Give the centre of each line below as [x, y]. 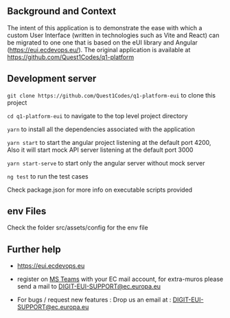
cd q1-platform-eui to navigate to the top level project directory [97, 115]
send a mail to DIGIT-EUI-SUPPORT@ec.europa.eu [89, 286]
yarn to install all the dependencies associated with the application [101, 129]
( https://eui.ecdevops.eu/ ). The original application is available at [99, 49]
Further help [34, 249]
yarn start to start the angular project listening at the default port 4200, [109, 142]
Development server [52, 79]
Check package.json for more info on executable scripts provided [100, 190]
